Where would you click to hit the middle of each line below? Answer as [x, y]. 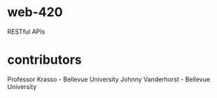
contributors [44, 60]
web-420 [35, 12]
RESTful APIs [26, 31]
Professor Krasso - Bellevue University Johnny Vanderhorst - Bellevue [109, 79]
